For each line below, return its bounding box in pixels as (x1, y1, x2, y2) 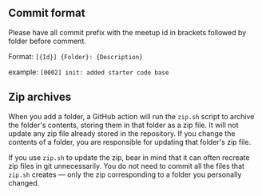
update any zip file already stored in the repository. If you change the (8, 128, 236, 138)
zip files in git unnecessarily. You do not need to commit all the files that (8, 161, 245, 170)
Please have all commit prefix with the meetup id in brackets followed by (8, 27, 247, 37)
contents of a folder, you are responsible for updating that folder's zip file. (8, 137, 252, 146)
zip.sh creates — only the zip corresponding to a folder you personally (8, 170, 242, 179)
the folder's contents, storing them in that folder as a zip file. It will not (8, 120, 239, 130)
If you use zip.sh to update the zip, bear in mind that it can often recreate (8, 152, 250, 162)
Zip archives (8, 90, 72, 104)
